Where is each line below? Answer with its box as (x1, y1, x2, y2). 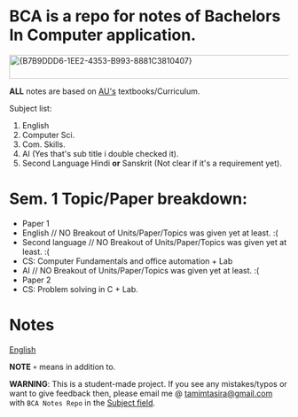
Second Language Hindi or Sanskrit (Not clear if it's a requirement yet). (21, 158, 282, 168)
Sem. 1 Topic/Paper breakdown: (9, 189, 248, 209)
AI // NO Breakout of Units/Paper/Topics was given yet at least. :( (21, 265, 260, 275)
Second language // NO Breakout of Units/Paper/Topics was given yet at (21, 236, 286, 247)
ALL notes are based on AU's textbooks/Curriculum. (9, 86, 200, 97)
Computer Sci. (21, 129, 75, 140)
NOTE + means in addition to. (9, 361, 116, 372)
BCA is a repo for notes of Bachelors (9, 6, 281, 27)
